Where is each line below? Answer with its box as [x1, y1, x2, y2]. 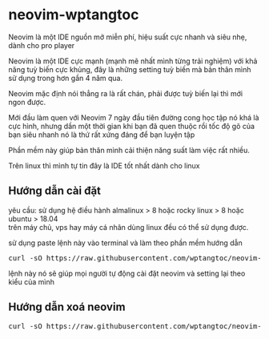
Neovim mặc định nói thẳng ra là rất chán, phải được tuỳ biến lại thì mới [8, 88, 243, 98]
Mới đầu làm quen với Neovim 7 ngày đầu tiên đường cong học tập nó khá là [8, 112, 259, 122]
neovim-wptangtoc [8, 6, 139, 24]
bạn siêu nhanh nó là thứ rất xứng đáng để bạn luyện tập [8, 130, 195, 139]
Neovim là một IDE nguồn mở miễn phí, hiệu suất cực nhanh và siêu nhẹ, [8, 32, 247, 42]
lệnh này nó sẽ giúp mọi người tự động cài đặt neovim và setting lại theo [8, 268, 246, 278]
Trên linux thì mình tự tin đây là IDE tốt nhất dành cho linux [8, 160, 200, 170]
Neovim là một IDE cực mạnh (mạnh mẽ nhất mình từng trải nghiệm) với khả [8, 56, 258, 66]
